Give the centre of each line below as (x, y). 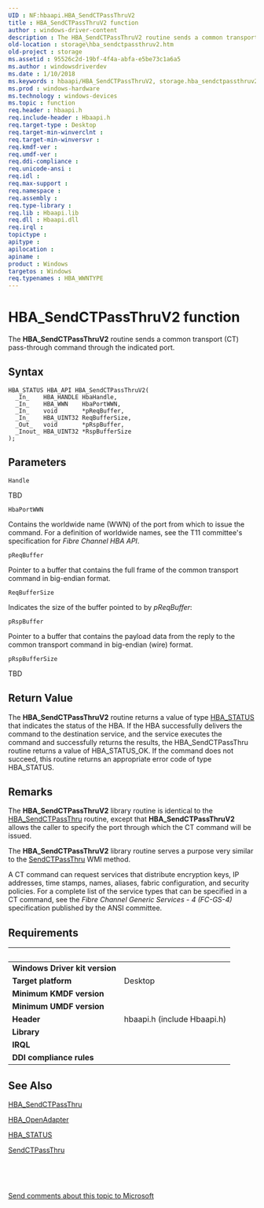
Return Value (40, 698)
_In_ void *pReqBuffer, (70, 411)
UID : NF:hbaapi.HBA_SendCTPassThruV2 (71, 15)
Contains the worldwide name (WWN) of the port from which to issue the (126, 524)
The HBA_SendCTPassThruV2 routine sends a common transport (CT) (124, 340)
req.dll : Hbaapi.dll (44, 220)
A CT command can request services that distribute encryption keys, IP (124, 875)
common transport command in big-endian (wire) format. (101, 644)
